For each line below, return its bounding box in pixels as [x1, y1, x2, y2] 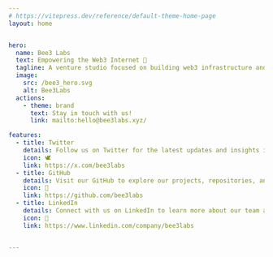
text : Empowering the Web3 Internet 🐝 [15, 56, 148, 65]
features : [8, 131, 42, 139]
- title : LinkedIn [15, 199, 79, 208]
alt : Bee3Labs [23, 86, 71, 94]
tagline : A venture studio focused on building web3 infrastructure [15, 64, 253, 72]
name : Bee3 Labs [15, 49, 71, 57]
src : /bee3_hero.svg [23, 79, 93, 87]
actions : [15, 94, 45, 102]
